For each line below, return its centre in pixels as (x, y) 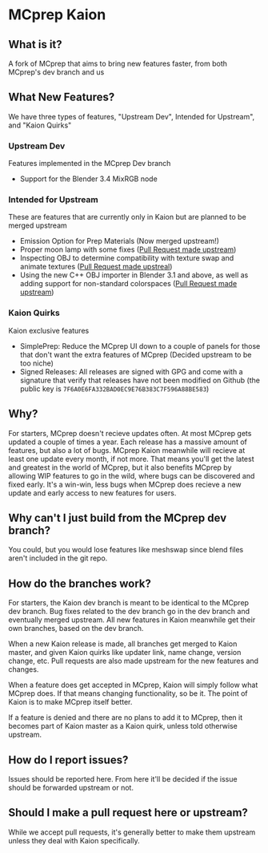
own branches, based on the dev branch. (76, 629)
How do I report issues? (68, 760)
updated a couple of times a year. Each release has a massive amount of (128, 442)
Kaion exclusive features (49, 330)
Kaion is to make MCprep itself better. (70, 702)
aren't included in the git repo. (58, 558)
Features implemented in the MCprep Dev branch (90, 164)
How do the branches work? (80, 583)
